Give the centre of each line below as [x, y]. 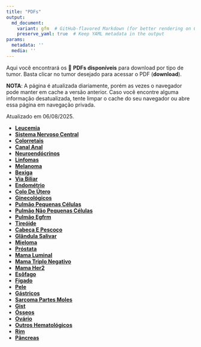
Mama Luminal [33, 255]
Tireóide [26, 223]
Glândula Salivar [36, 236]
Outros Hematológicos [44, 325]
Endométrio [30, 185]
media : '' [24, 51]
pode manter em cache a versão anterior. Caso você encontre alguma [92, 92]
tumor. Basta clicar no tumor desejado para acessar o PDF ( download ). [94, 74]
